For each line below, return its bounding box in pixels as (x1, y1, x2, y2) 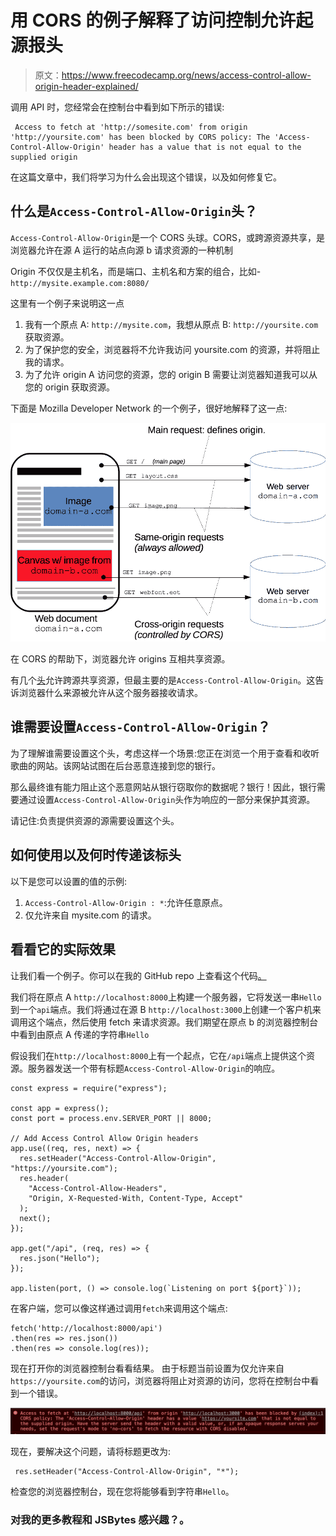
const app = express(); (10, 1103, 110, 1113)
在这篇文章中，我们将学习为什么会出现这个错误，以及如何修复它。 (10, 171, 282, 183)
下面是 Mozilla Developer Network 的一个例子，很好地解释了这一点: (10, 402, 288, 414)
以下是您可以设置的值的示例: (10, 875, 128, 887)
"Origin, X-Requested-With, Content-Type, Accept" (28, 1193, 244, 1203)
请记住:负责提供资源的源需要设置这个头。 (10, 814, 180, 826)
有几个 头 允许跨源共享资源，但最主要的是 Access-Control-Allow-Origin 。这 (10, 674, 316, 686)
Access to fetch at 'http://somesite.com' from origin (14, 122, 248, 132)
